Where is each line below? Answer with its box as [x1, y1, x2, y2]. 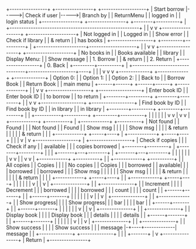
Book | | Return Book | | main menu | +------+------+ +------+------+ [6, 80, 174, 88]
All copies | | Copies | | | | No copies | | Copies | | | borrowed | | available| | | [6, 161, 189, 169]
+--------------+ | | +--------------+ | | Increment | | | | [50, 180, 183, 187]
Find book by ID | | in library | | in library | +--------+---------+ [6, 106, 157, 112]
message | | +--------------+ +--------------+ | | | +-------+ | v [6, 230, 159, 237]
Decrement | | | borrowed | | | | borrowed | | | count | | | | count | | [6, 187, 163, 193]
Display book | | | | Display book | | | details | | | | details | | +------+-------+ [6, 211, 188, 218]
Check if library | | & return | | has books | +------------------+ [6, 37, 157, 43]
